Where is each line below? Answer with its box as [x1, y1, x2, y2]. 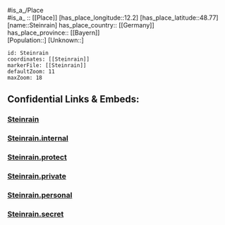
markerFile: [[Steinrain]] [7, 62, 87, 69]
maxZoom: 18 [7, 74, 42, 81]
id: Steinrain [7, 49, 49, 56]
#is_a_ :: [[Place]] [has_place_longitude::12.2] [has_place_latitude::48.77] [7, 13, 219, 22]
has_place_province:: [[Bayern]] [7, 28, 100, 37]
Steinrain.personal [7, 190, 73, 200]
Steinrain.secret [7, 209, 64, 219]
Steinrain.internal [7, 133, 69, 143]
